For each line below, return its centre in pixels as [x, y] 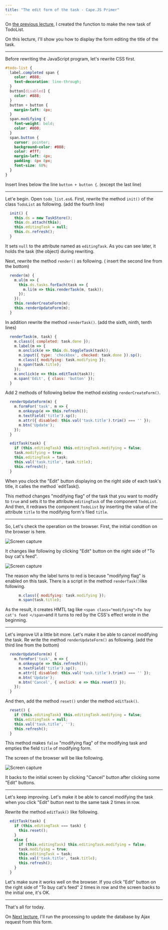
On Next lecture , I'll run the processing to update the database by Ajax [78, 916]
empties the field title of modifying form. [48, 748]
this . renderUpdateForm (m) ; [42, 308]
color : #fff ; [28, 151]
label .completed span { [34, 72]
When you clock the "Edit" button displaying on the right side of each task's [83, 481]
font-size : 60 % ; [31, 165]
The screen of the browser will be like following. [54, 758]
